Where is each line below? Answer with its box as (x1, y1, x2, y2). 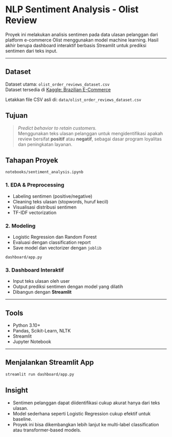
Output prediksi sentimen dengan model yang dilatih (12, 283, 123, 290)
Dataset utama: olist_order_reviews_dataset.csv (5, 81, 110, 87)
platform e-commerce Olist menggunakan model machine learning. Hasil (5, 37, 159, 43)
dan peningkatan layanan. (17, 141, 73, 147)
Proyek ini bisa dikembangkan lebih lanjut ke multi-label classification (12, 421, 159, 427)
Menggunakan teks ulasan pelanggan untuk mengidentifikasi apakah (17, 130, 163, 136)
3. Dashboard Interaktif (5, 266, 64, 274)
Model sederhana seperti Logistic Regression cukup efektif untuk (12, 410, 151, 417)
